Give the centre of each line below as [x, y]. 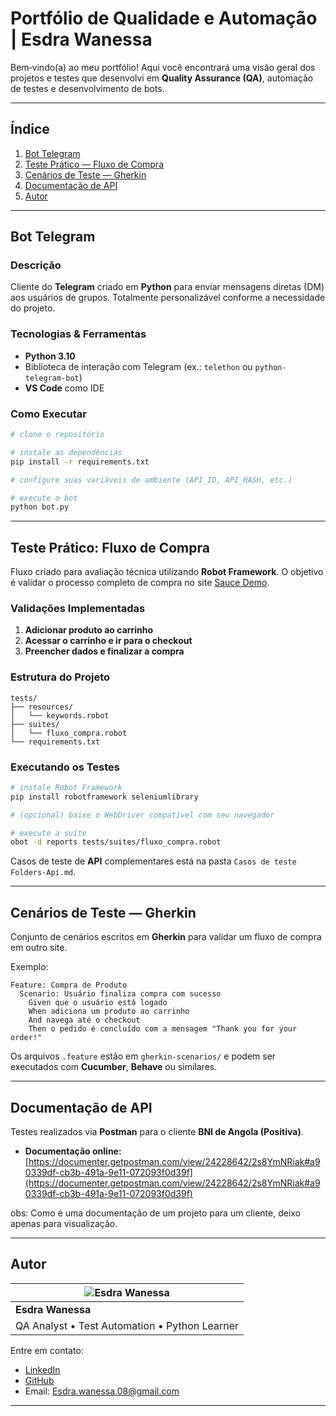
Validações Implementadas [78, 609]
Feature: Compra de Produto [69, 985]
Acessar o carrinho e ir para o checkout [108, 641]
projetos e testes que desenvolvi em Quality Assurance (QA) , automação [162, 78]
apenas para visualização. [64, 1223]
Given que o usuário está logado [98, 1003]
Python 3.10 [50, 356]
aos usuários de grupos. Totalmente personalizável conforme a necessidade [168, 298]
